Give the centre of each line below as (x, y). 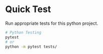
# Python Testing (23, 32)
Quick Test (28, 9)
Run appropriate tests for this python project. (52, 23)
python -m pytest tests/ (31, 46)
